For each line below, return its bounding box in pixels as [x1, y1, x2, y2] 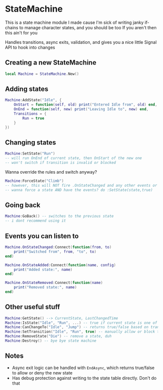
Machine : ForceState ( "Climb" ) [5, 178, 64, 183]
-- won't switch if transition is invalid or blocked [5, 160, 116, 165]
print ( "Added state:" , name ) [14, 267, 73, 272]
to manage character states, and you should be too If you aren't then [19, 24, 157, 30]
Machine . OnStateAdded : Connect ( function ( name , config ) [5, 263, 116, 267]
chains [5, 24, 18, 30]
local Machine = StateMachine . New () [5, 71, 79, 76]
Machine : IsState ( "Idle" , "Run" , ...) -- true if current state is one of [5, 320, 158, 325]
